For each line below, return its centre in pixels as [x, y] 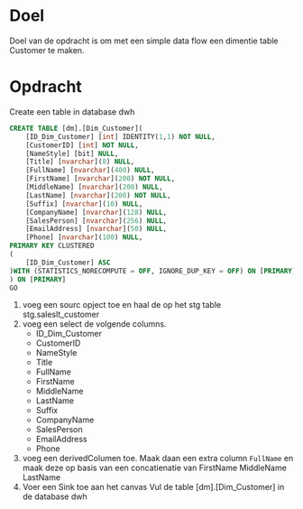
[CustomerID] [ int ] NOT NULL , [83, 145]
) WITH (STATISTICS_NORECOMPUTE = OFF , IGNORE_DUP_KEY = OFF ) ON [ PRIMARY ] [153, 271]
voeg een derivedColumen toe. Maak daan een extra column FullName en [158, 458]
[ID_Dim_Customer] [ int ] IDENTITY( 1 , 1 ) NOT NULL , [121, 136]
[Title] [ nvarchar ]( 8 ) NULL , [80, 162]
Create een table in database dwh [72, 111]
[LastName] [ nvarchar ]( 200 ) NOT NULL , [98, 195]
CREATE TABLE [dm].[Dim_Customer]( [76, 128]
